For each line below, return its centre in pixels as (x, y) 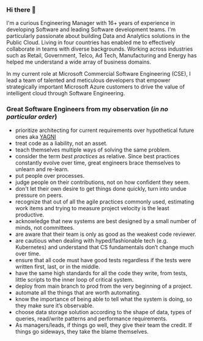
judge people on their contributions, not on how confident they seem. (102, 182)
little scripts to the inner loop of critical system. (74, 279)
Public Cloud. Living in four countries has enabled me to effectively (91, 43)
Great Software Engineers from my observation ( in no (87, 109)
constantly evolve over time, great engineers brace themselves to (98, 163)
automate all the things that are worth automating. (78, 292)
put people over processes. (50, 175)
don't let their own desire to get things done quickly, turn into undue (101, 188)
